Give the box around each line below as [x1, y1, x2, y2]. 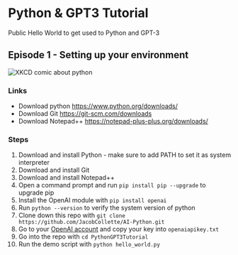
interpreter [18, 158, 50, 167]
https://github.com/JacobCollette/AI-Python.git [18, 219, 165, 226]
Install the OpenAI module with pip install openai [18, 196, 167, 205]
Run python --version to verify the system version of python [18, 204, 195, 212]
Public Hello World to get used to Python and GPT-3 [8, 28, 160, 37]
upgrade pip [18, 188, 55, 197]
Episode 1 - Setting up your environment [8, 49, 189, 61]
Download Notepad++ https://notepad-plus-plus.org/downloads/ [18, 117, 208, 126]
